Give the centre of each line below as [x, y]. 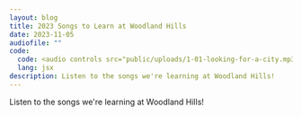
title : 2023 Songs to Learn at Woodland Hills [98, 26]
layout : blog [34, 18]
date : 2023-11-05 [42, 34]
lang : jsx [36, 68]
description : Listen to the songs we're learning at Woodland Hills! [142, 76]
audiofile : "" [36, 43]
